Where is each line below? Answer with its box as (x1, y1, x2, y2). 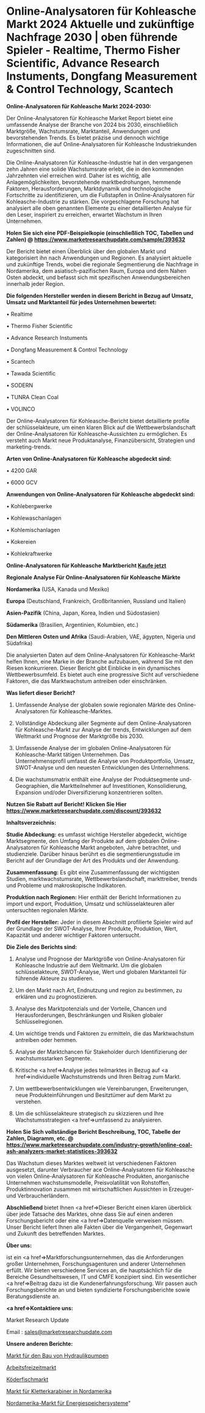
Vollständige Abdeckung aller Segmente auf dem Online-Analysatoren (15, 719, 192, 727)
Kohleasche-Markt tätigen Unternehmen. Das (15, 751, 130, 758)
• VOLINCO (6, 405, 35, 413)
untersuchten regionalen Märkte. (6, 906, 88, 913)
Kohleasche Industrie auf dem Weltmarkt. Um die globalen (15, 961, 162, 969)
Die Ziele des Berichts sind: (6, 943, 77, 950)
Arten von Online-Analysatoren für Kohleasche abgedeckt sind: (6, 455, 172, 462)
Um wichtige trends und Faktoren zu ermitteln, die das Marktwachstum (15, 1030, 194, 1037)
